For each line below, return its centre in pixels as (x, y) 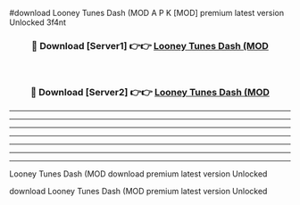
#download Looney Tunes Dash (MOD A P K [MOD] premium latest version (146, 13)
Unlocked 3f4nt (38, 22)
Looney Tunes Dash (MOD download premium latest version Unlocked (138, 174)
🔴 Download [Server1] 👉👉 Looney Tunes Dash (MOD (150, 45)
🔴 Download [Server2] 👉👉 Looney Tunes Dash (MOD (150, 93)
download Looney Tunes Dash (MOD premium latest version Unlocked (138, 191)
